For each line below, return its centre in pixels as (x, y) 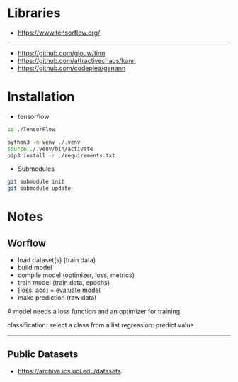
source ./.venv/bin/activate (50, 149)
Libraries (34, 13)
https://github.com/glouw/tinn (61, 53)
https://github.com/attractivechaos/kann (76, 60)
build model (35, 268)
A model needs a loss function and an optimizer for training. (95, 311)
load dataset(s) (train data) (57, 260)
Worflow (27, 243)
